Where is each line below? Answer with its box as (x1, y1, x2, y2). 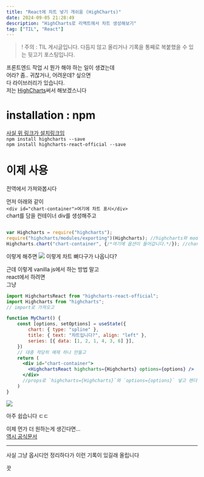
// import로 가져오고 (6, 304, 55, 311)
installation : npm (6, 108, 96, 122)
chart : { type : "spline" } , (28, 327, 99, 333)
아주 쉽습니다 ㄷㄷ (6, 412, 49, 419)
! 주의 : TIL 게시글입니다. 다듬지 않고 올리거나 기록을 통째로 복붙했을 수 (21, 43, 188, 51)
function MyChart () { (6, 315, 61, 322)
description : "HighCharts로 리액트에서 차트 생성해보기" (6, 20, 137, 26)
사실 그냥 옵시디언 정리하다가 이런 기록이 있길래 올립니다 (6, 451, 140, 459)
